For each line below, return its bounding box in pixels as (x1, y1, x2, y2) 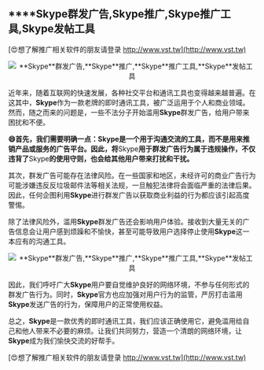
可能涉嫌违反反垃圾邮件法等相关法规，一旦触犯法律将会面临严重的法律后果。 (8, 180, 256, 190)
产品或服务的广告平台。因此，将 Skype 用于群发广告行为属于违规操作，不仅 (14, 144, 256, 154)
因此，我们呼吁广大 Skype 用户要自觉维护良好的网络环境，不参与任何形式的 (8, 279, 250, 289)
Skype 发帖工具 (22, 22, 96, 35)
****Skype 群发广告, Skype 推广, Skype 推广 (8, 7, 222, 21)
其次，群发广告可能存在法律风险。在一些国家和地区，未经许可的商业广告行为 (8, 170, 256, 179)
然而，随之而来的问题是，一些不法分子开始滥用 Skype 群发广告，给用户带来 (8, 107, 250, 117)
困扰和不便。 (8, 117, 49, 127)
